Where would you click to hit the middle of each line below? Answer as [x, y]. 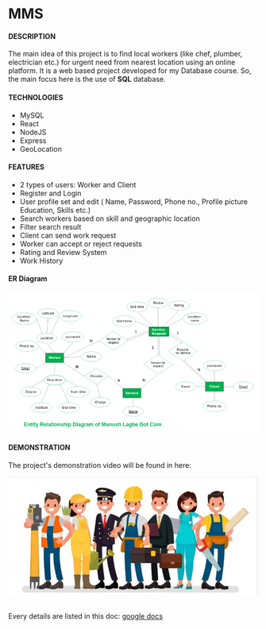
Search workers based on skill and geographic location [110, 218]
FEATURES [27, 167]
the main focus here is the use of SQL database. [87, 79]
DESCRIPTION [32, 36]
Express [33, 141]
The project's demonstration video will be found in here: [100, 465]
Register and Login [50, 193]
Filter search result [50, 226]
